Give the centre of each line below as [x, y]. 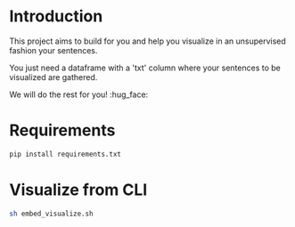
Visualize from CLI [78, 190]
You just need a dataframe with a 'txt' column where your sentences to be [145, 68]
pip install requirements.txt [66, 154]
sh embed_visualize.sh [51, 214]
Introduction [56, 16]
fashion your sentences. [53, 50]
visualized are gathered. [53, 77]
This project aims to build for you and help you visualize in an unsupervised [148, 41]
